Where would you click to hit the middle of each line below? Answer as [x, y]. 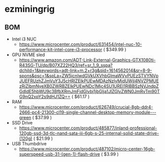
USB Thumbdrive [29, 144]
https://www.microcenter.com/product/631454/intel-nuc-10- [81, 44]
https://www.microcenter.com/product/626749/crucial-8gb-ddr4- [86, 107]
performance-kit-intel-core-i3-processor [61, 49]
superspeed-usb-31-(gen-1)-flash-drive [60, 154]
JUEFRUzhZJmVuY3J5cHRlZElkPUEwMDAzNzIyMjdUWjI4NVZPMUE [89, 81]
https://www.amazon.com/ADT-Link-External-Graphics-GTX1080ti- [87, 60]
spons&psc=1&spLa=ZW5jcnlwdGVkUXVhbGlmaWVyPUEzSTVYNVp [89, 76]
